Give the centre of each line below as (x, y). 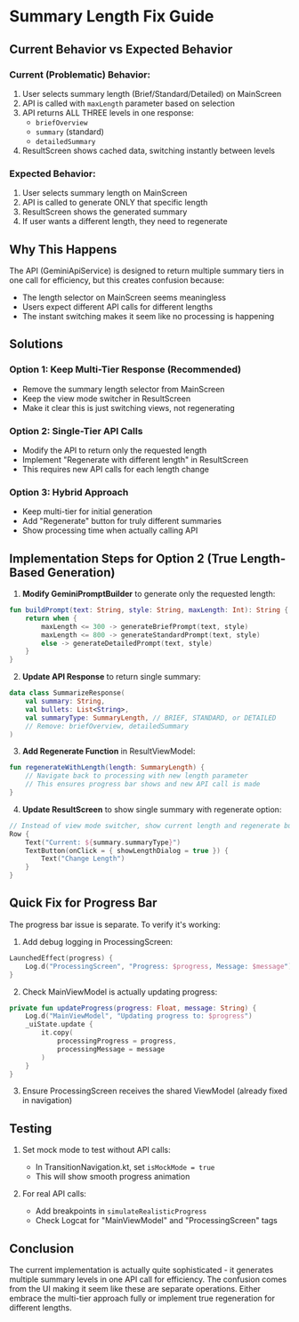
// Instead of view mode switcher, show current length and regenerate (145, 826)
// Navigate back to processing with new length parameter (137, 776)
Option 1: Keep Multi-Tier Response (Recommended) (125, 369)
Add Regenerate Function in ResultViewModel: (109, 751)
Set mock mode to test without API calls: (96, 1150)
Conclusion (42, 1249)
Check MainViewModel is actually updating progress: (120, 991)
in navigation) (47, 1100)
